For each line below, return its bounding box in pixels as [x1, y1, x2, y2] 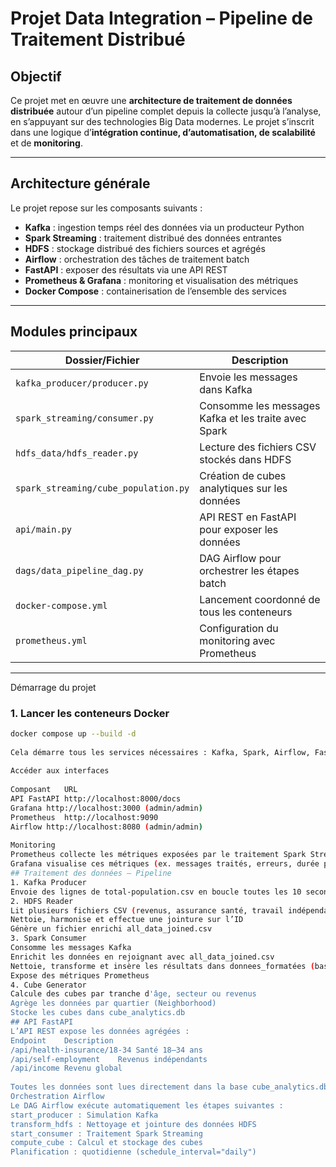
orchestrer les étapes [199, 563, 300, 577]
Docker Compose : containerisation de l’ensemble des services [24, 285, 287, 297]
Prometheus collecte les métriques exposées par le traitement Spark [10, 850, 307, 860]
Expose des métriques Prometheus [10, 970, 150, 981]
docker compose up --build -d [10, 728, 137, 739]
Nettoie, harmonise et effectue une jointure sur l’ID [10, 915, 244, 925]
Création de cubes [199, 468, 287, 482]
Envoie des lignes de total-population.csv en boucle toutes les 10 [10, 887, 302, 897]
